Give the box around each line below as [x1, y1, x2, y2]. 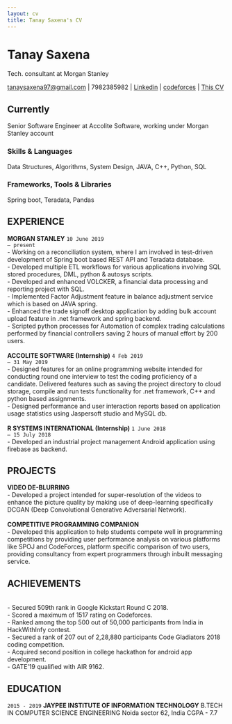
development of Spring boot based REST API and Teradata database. [7, 255, 205, 263]
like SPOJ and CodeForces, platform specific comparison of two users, [7, 542, 210, 551]
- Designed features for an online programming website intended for [7, 365, 203, 373]
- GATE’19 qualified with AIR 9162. [7, 663, 104, 671]
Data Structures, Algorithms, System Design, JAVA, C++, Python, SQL [7, 162, 207, 171]
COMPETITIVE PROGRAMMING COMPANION [7, 520, 139, 529]
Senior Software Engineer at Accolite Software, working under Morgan [7, 122, 209, 130]
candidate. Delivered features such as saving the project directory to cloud [7, 379, 221, 388]
